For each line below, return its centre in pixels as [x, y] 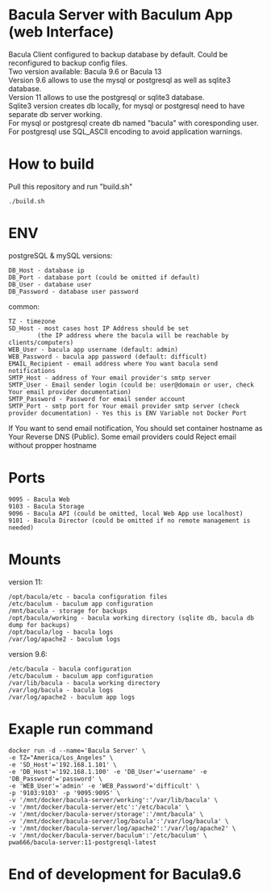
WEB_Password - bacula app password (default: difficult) [108, 357]
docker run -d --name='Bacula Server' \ [77, 751]
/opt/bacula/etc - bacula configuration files [88, 596]
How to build [51, 164]
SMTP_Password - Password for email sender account [97, 399]
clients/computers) [41, 342]
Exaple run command [81, 729]
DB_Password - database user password [73, 291]
